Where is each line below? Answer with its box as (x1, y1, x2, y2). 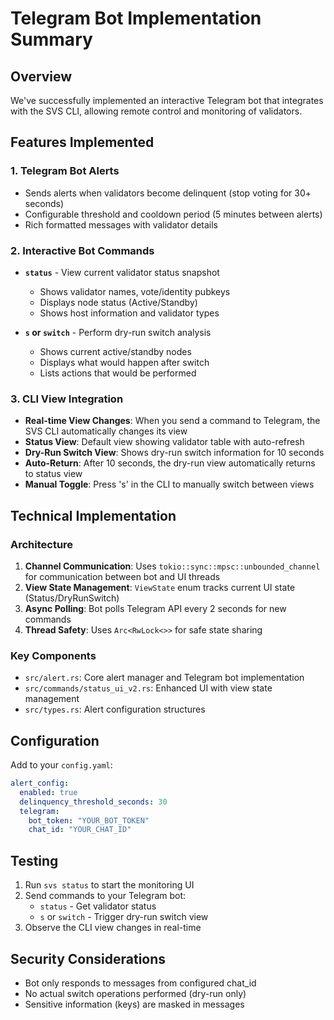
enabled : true (19, 787, 78, 797)
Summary (10, 28, 93, 51)
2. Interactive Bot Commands (10, 243, 155, 257)
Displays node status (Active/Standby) (39, 296, 198, 308)
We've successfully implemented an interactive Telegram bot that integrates (10, 95, 324, 106)
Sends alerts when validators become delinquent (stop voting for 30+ (24, 187, 312, 199)
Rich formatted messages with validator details (24, 218, 219, 231)
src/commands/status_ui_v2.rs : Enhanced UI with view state (24, 682, 273, 694)
